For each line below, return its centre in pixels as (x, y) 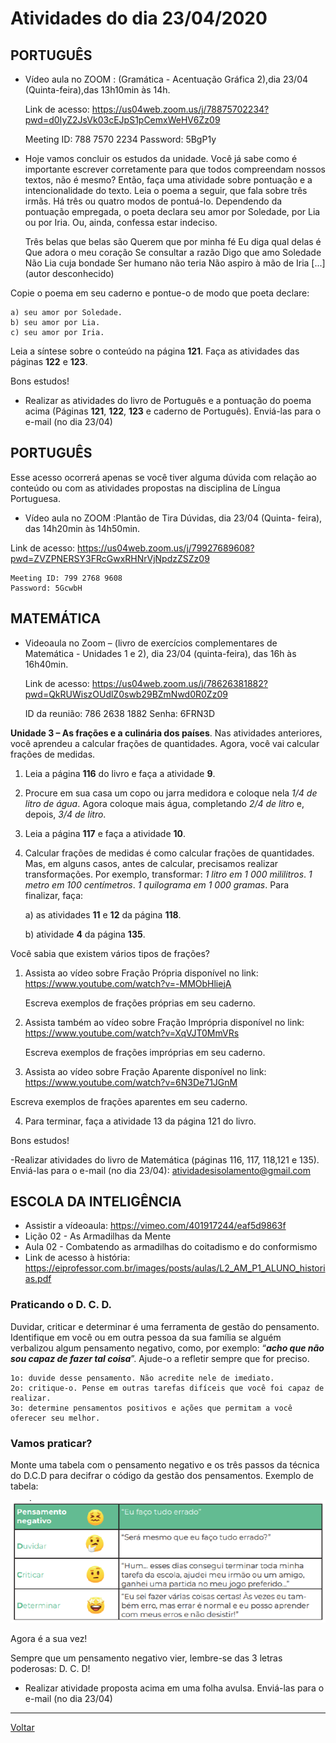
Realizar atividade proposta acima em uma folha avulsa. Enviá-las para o (174, 1688)
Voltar (22, 1728)
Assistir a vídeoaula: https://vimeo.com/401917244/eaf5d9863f (155, 1226)
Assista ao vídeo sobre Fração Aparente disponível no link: (145, 1071)
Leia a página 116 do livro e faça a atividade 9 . (120, 773)
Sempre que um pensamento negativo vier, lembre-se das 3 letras (146, 1658)
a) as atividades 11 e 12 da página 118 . (103, 914)
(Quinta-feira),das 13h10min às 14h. (97, 90)
